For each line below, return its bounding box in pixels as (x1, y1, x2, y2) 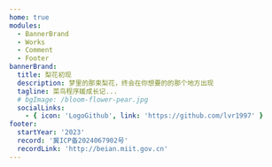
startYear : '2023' (17, 128, 86, 137)
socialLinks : (17, 103, 66, 112)
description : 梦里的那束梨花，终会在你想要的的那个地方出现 (17, 79, 214, 87)
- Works (17, 37, 46, 47)
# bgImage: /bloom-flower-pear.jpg (17, 95, 149, 104)
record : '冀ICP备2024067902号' (17, 136, 128, 145)
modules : (9, 21, 42, 30)
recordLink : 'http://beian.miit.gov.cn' (17, 144, 168, 153)
